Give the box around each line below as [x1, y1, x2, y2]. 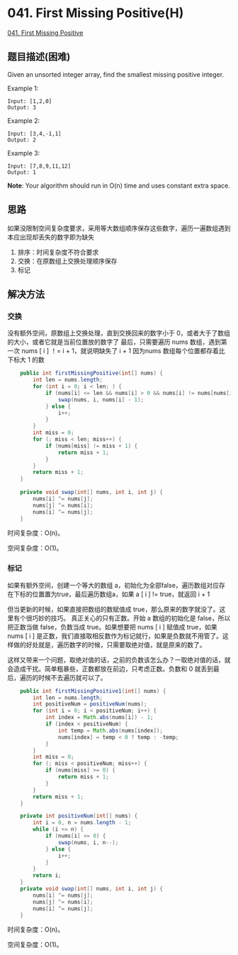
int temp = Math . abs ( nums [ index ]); [57, 727, 163, 734]
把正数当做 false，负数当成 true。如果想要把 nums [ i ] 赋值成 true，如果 [7, 622, 217, 631]
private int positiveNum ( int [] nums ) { [20, 812, 138, 820]
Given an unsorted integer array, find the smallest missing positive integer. [7, 70, 225, 79]
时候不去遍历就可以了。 [38, 673, 107, 681]
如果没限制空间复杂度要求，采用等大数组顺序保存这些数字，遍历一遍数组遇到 [7, 224, 231, 232]
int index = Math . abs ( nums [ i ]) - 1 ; [45, 714, 154, 721]
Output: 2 [7, 136, 37, 144]
